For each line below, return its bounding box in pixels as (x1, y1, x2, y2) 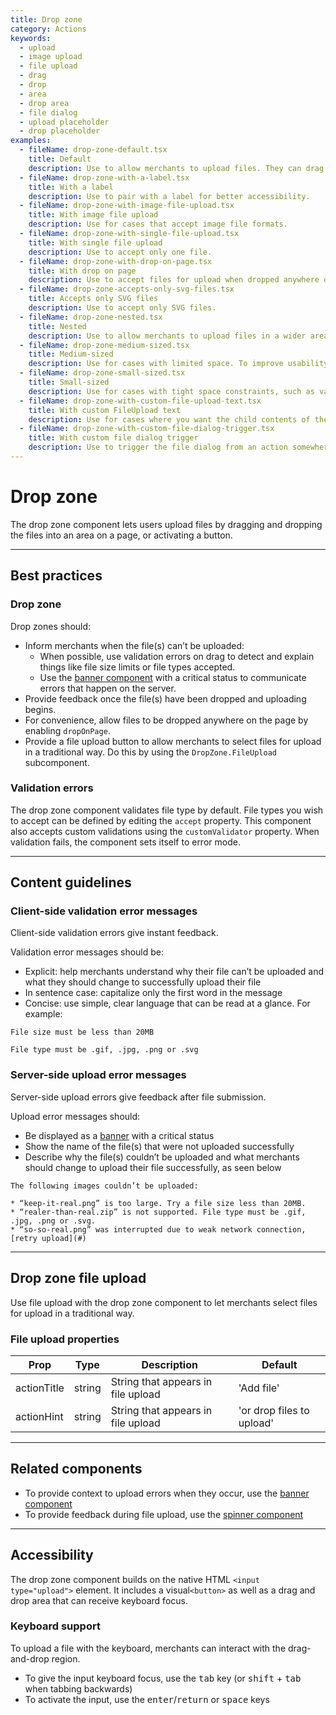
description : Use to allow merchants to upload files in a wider (28, 331, 307, 341)
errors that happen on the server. (39, 682, 177, 694)
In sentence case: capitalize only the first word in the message (24, 987, 283, 999)
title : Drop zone (10, 14, 83, 25)
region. (51, 1652, 81, 1665)
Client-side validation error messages (10, 904, 198, 918)
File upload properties (10, 1332, 120, 1346)
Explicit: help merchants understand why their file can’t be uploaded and (24, 966, 324, 978)
